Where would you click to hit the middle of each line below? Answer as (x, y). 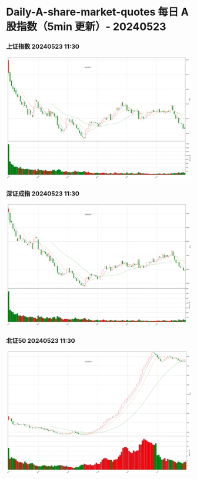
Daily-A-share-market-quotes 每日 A (98, 12)
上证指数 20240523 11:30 (43, 46)
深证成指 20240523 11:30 (43, 193)
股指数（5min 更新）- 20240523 (86, 27)
